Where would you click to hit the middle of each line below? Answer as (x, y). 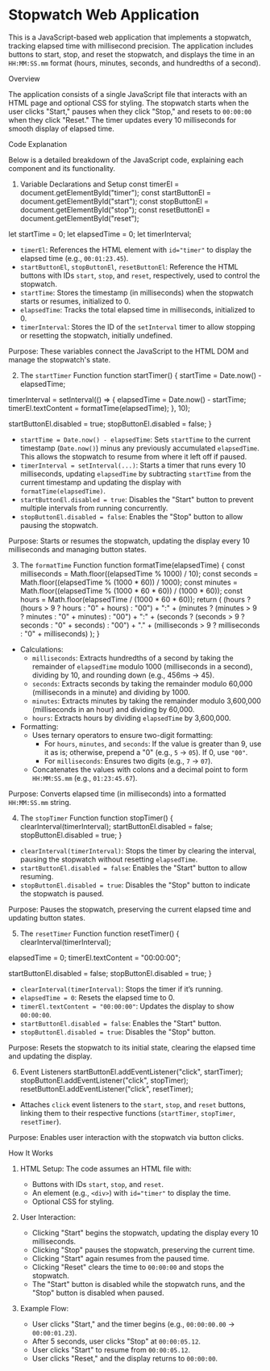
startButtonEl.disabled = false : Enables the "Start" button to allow (133, 868)
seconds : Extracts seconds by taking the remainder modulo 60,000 (142, 683)
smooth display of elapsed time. (62, 128)
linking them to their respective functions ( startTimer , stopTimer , (128, 1113)
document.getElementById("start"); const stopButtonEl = (114, 201)
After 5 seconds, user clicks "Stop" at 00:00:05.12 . (116, 1341)
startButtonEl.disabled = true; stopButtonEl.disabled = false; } (110, 423)
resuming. (37, 876)
